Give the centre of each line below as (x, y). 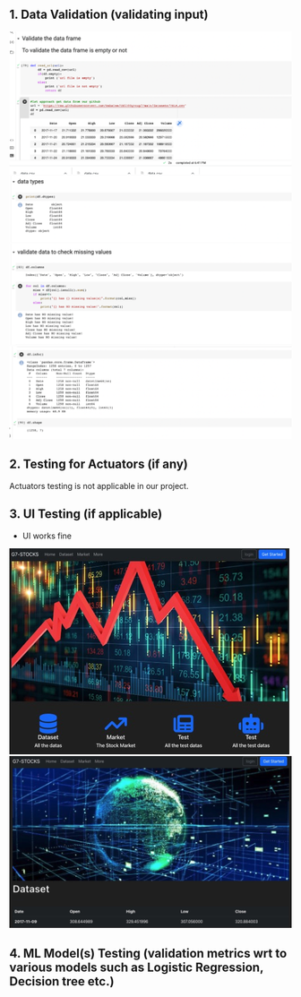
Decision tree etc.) (62, 981)
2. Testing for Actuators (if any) (99, 464)
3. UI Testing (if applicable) (86, 514)
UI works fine (47, 536)
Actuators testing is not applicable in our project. (99, 486)
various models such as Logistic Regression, (137, 967)
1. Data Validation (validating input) (109, 15)
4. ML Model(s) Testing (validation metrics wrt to (148, 953)
